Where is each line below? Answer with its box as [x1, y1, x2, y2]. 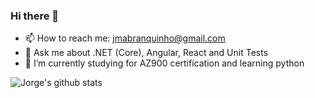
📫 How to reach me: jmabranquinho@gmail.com [24, 32, 226, 44]
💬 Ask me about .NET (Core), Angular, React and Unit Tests [24, 47, 269, 59]
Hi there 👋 [10, 9, 60, 23]
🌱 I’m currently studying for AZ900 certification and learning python [24, 57, 305, 69]
